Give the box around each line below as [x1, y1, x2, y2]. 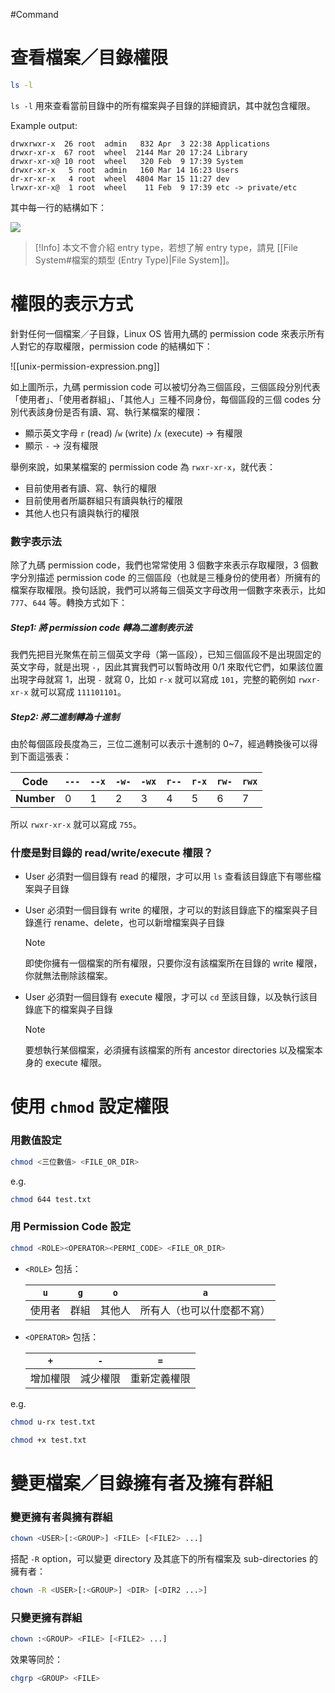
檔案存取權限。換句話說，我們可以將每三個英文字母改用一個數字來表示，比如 [10, 584, 326, 596]
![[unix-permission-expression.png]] [10, 360, 160, 372]
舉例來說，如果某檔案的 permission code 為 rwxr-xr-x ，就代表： [10, 460, 277, 473]
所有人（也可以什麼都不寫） [139, 1303, 271, 1317]
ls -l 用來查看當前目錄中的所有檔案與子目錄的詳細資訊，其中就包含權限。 [10, 99, 316, 111]
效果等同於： [10, 1653, 63, 1665]
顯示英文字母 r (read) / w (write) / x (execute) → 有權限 [24, 427, 243, 439]
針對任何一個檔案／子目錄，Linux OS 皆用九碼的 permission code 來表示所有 [10, 327, 325, 339]
